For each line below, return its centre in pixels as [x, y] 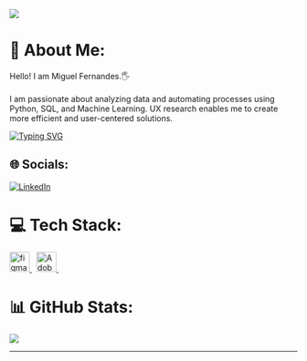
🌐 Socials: [39, 165]
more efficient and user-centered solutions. [91, 118]
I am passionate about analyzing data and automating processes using [143, 98]
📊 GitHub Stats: [72, 307]
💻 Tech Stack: [66, 225]
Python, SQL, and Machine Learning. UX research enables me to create [144, 108]
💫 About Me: [58, 51]
